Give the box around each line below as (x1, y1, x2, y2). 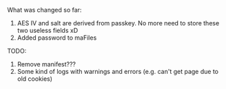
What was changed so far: (7, 6, 82, 14)
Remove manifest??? (17, 60, 76, 68)
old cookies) (17, 75, 53, 83)
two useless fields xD (17, 27, 78, 34)
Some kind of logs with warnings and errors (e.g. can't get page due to (17, 68, 219, 75)
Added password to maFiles (17, 34, 97, 42)
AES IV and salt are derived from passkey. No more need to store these (17, 19, 220, 27)
